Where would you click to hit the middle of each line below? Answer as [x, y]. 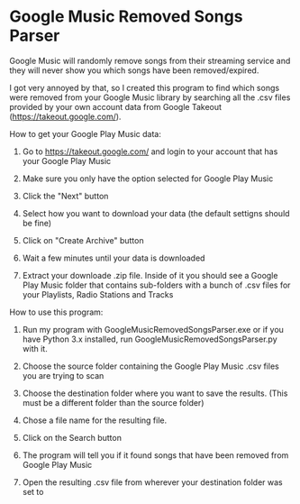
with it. [35, 348]
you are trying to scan [63, 375]
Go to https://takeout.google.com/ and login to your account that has [150, 151]
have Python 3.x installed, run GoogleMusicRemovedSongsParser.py [150, 339]
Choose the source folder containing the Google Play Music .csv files [150, 366]
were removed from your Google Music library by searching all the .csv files [150, 97]
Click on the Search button [72, 437]
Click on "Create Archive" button [83, 240]
